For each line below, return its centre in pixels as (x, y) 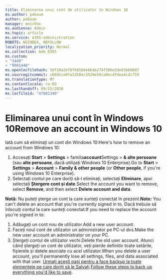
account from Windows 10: (33, 148)
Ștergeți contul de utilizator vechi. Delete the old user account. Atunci (83, 241)
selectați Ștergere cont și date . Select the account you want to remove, (85, 184)
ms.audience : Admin (25, 28)
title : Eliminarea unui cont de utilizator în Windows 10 (67, 10)
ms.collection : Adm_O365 (31, 51)
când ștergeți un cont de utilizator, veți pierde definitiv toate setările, (83, 246)
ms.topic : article (24, 33)
